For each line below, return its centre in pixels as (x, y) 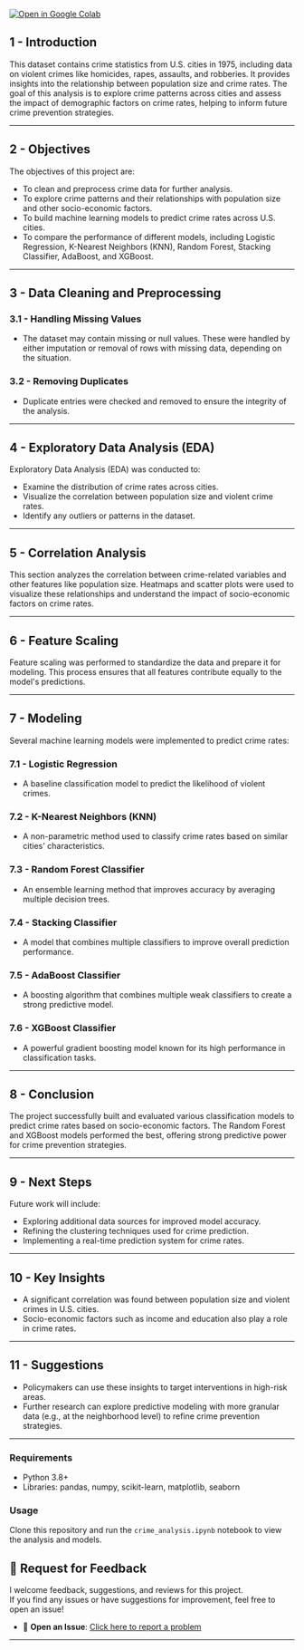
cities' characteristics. (64, 846)
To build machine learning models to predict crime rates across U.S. (149, 217)
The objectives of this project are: (72, 171)
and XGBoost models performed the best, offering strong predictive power (148, 1135)
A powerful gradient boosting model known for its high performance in (154, 1047)
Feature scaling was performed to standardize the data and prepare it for (145, 662)
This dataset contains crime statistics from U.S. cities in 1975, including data (151, 64)
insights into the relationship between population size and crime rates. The (148, 83)
